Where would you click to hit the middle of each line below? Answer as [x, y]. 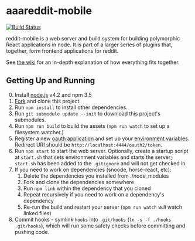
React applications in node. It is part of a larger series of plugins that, [89, 45]
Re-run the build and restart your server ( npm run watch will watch [103, 207]
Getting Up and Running [51, 81]
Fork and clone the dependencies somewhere [79, 182]
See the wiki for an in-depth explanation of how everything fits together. [93, 62]
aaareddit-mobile [49, 11]
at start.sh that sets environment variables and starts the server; [93, 157]
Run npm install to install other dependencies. [71, 107]
